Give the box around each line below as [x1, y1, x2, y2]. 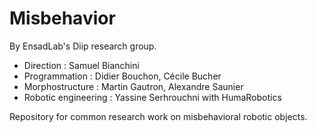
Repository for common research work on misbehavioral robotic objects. [9, 110, 308, 122]
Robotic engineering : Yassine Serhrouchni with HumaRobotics [23, 91, 282, 103]
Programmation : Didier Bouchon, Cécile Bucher [23, 70, 222, 82]
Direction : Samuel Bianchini [23, 59, 140, 71]
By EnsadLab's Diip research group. [9, 40, 157, 52]
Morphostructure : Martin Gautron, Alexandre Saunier [23, 80, 244, 92]
